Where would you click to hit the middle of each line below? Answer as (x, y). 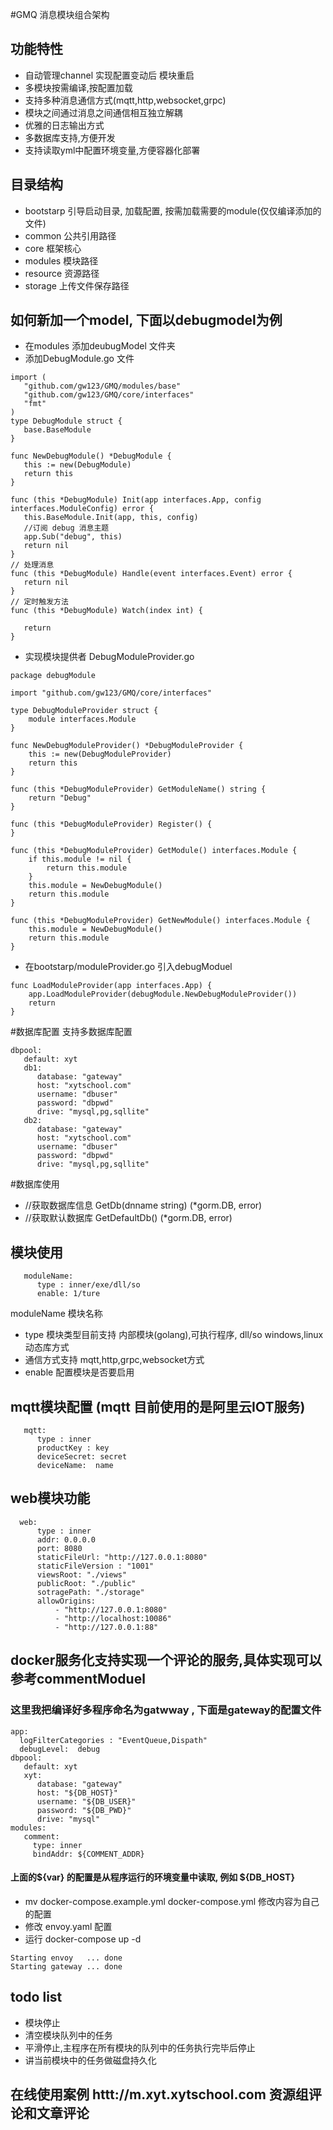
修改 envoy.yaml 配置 (68, 1926)
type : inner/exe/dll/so (88, 1285)
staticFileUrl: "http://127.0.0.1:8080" (122, 1557)
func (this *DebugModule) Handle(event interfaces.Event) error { (151, 574)
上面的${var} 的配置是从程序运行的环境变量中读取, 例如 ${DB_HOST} (153, 1877)
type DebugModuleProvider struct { (84, 711)
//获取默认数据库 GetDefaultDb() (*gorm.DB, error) (128, 1218)
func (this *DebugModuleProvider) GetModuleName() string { (138, 789)
